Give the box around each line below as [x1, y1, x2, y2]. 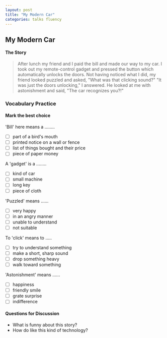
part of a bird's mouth [12, 134, 58, 140]
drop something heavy [12, 256, 59, 262]
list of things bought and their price [12, 145, 86, 151]
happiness [12, 281, 34, 288]
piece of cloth [12, 188, 42, 194]
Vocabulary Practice [5, 100, 56, 107]
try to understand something [12, 244, 72, 250]
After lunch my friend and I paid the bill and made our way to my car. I [17, 61, 162, 67]
